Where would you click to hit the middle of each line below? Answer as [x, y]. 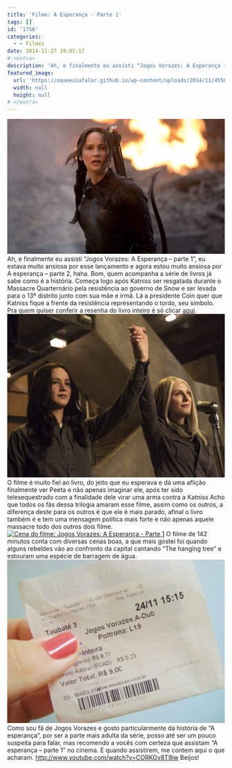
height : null [32, 95]
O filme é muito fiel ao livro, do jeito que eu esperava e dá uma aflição [106, 482]
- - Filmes [29, 44]
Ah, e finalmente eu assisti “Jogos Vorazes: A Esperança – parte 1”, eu [106, 259]
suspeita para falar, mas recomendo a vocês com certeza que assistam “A [113, 742]
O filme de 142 [187, 533]
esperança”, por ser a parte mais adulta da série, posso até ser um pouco [112, 735]
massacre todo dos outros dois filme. [60, 527]
